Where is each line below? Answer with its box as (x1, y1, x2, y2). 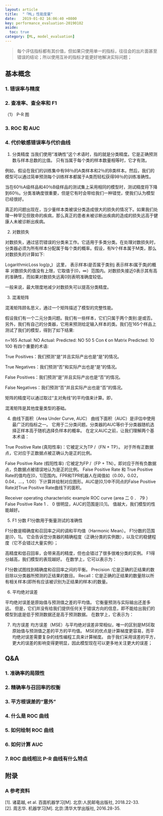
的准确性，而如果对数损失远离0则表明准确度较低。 (5, 274, 106, 280)
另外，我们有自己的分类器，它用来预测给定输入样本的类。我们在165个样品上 (5, 321, 157, 327)
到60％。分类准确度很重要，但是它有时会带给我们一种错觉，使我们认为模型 (5, 190, 155, 196)
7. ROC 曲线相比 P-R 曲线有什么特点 (5, 755, 88, 762)
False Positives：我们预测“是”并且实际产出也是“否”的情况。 (5, 374, 123, 380)
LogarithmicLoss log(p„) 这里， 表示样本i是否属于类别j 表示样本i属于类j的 (5, 262, 152, 267)
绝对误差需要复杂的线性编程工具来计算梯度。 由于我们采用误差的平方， (16, 634, 158, 640)
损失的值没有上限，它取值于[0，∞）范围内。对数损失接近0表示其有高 (18, 267, 158, 273)
